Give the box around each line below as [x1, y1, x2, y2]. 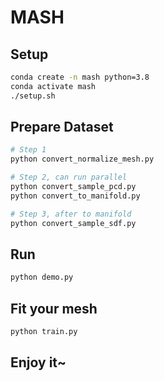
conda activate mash [10, 81, 97, 91]
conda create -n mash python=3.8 [10, 72, 150, 82]
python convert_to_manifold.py [10, 191, 141, 201]
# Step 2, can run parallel [10, 172, 128, 183]
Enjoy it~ [10, 354, 67, 371]
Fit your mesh [10, 300, 98, 317]
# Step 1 [10, 145, 47, 155]
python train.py [10, 327, 78, 337]
